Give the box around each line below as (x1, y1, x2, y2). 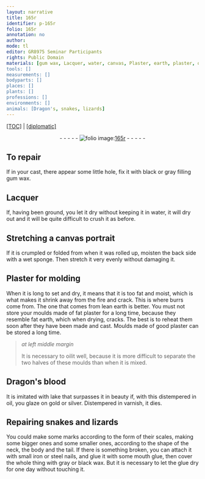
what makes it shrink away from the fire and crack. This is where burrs (6, 296, 184, 303)
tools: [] (6, 65, 32, 72)
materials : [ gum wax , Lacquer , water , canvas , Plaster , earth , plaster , (6, 60, 195, 66)
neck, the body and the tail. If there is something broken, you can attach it (6, 446, 192, 453)
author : (6, 37, 26, 43)
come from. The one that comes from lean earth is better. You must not (6, 302, 185, 310)
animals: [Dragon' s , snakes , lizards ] (6, 105, 105, 112)
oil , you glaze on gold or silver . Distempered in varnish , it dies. (6, 399, 163, 407)
